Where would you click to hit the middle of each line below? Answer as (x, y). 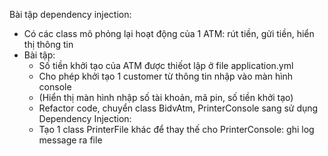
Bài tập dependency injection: (70, 14)
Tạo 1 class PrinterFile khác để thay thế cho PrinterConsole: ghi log (176, 129)
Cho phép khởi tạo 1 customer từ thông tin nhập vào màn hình (166, 76)
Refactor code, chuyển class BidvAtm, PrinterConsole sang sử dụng (178, 108)
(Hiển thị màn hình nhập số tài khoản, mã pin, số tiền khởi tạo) (166, 97)
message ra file (70, 140)
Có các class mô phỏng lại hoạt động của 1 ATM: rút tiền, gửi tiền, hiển (169, 33)
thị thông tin (48, 44)
